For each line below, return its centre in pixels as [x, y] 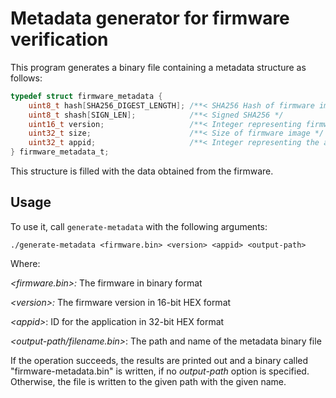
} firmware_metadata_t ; [60, 152]
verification [59, 39]
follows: [26, 78]
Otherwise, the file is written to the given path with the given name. [148, 381]
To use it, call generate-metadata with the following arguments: [139, 226]
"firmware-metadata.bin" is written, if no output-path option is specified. [160, 371]
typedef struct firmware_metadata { [86, 96]
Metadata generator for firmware [150, 18]
